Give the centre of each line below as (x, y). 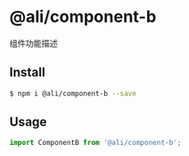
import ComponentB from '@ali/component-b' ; (95, 143)
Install (27, 73)
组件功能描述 (33, 43)
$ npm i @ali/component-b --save (73, 93)
